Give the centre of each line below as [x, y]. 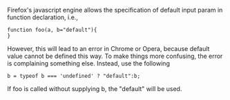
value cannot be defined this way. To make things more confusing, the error [115, 56]
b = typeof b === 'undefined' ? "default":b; [74, 76]
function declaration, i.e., [42, 17]
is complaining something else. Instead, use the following [89, 63]
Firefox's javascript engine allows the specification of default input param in [115, 10]
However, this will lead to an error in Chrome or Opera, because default [108, 49]
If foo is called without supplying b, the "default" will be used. [95, 89]
